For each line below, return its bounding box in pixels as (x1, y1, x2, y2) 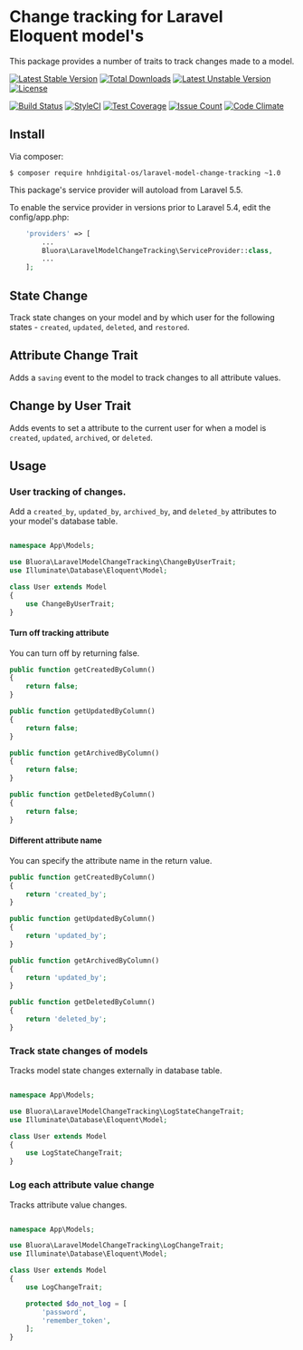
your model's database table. (9, 515, 118, 527)
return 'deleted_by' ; (25, 1014, 107, 1024)
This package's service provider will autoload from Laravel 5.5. (9, 184, 243, 195)
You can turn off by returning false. (9, 647, 140, 659)
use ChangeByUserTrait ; (25, 599, 116, 609)
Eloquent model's (9, 25, 145, 46)
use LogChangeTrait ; (25, 1282, 103, 1292)
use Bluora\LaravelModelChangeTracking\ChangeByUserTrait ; (9, 558, 237, 567)
